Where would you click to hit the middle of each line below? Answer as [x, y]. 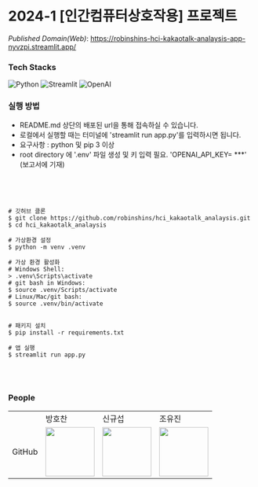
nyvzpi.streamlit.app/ [42, 46]
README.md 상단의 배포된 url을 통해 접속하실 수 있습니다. [109, 125]
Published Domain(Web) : [48, 38]
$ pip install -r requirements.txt [66, 332]
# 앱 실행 [22, 348]
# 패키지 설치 [27, 326]
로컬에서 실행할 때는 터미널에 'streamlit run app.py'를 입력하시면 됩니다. [130, 135]
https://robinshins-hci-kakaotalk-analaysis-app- [167, 38]
